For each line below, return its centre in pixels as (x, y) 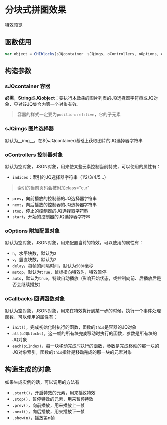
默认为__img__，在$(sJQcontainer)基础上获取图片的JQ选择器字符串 (74, 140)
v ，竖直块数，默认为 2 (34, 260)
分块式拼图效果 (36, 10)
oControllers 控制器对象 (34, 155)
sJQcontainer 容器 (28, 86)
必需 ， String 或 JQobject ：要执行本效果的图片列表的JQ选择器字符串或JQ (79, 98)
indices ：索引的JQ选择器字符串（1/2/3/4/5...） (60, 177)
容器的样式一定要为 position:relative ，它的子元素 (69, 114)
